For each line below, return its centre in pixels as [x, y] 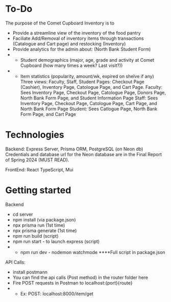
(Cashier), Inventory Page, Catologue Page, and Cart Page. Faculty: [91, 87]
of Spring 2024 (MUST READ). [37, 160]
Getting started [38, 191]
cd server [23, 214]
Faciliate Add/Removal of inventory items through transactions [78, 38]
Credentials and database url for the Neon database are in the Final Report [84, 154]
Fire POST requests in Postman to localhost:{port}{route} [72, 283]
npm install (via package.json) [44, 219]
